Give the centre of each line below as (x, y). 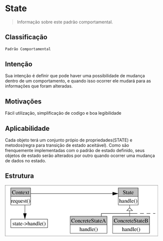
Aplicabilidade (27, 129)
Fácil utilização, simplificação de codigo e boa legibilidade (63, 113)
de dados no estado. (26, 161)
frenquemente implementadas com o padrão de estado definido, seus (75, 151)
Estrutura (20, 176)
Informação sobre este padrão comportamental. (65, 22)
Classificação (26, 37)
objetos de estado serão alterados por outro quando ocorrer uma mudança (80, 155)
